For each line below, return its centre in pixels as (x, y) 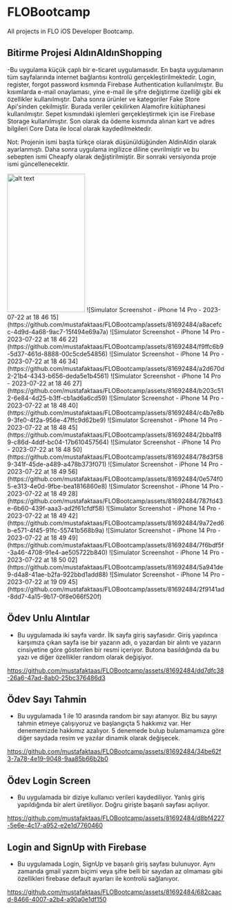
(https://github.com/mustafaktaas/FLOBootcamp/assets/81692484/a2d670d (116, 368)
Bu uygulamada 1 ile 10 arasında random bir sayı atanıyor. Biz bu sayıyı (117, 716)
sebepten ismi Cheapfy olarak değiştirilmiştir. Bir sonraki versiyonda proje (112, 156)
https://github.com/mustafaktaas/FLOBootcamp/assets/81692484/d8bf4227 (116, 818)
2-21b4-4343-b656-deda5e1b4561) (58, 376)
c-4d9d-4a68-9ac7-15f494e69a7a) (58, 331)
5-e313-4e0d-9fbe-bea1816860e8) (57, 486)
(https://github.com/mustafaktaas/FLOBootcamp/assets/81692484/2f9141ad (116, 589)
